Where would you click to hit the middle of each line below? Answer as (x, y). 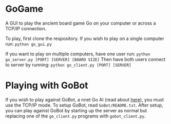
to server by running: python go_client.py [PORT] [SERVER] (68, 65)
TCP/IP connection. (26, 28)
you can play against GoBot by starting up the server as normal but (76, 110)
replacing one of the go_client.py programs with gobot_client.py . (75, 116)
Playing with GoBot (47, 86)
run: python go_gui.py (29, 44)
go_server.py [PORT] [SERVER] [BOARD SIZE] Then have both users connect (85, 59)
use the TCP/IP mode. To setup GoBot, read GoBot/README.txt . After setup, (84, 105)
